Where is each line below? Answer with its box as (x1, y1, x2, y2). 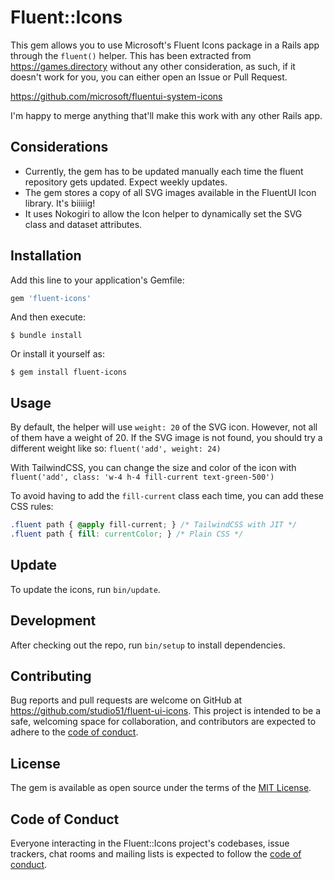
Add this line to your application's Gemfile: (10, 274, 185, 286)
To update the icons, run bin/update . (10, 583, 161, 595)
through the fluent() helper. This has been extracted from (10, 49, 252, 61)
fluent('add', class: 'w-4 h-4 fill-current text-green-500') (10, 472, 275, 483)
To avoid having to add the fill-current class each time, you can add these (10, 490, 324, 502)
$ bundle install (10, 331, 83, 341)
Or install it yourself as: (10, 348, 105, 360)
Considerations (10, 139, 109, 156)
